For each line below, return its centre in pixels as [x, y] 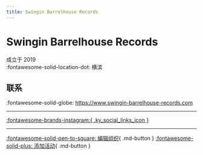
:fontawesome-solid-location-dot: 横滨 [54, 67]
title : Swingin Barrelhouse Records [52, 12]
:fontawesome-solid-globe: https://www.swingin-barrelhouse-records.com [100, 103]
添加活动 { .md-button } [62, 146]
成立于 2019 [21, 59]
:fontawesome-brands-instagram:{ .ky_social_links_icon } [78, 120]
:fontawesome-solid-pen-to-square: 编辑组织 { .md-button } [80, 138]
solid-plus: [20, 146]
